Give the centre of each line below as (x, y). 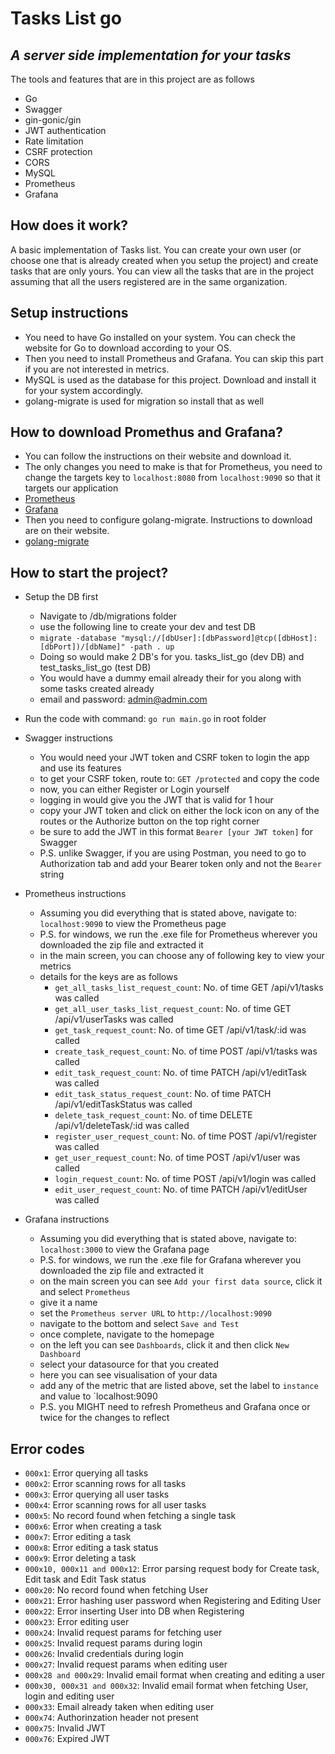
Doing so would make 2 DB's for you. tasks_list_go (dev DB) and (172, 657)
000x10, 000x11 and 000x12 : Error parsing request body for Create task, (172, 1569)
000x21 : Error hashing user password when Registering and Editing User (173, 1601)
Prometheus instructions (75, 894)
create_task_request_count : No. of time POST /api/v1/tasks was (186, 1051)
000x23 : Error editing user (77, 1622)
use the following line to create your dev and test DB (147, 627)
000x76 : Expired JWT (67, 1739)
